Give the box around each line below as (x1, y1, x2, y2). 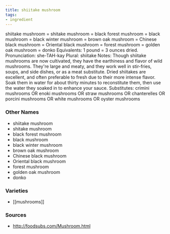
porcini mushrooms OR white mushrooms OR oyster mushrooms (5, 96, 140, 102)
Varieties (5, 187, 28, 194)
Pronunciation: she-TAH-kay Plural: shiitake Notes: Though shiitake (5, 53, 147, 59)
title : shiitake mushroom (5, 7, 60, 13)
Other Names (5, 109, 39, 116)
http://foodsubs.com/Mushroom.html (12, 223, 91, 229)
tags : (5, 12, 17, 17)
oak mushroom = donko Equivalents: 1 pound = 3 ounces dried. (5, 47, 139, 54)
